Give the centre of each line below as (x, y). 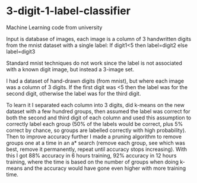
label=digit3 (21, 51)
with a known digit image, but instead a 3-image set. (70, 69)
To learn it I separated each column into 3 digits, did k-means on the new (96, 105)
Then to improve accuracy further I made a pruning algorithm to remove (94, 136)
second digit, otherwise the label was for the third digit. (74, 93)
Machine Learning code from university (54, 27)
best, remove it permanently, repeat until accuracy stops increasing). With (97, 149)
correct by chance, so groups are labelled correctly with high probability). (96, 130)
